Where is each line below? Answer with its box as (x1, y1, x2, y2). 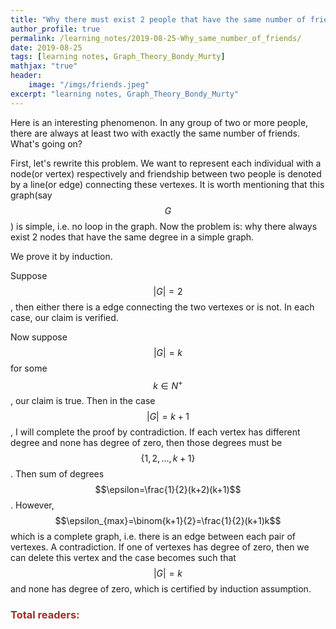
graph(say (10, 189, 53, 201)
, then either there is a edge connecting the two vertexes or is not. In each (10, 301, 315, 313)
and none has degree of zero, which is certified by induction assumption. (10, 583, 312, 595)
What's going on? (10, 137, 83, 150)
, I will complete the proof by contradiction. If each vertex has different (10, 426, 301, 438)
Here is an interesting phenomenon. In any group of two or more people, (10, 116, 309, 128)
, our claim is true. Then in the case (10, 395, 156, 407)
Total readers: (10, 608, 80, 622)
